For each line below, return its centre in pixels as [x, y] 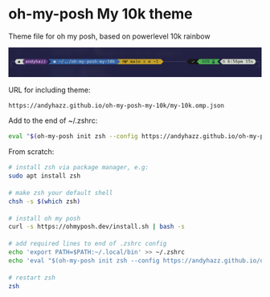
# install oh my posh [45, 218]
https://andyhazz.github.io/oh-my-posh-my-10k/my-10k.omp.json [117, 105]
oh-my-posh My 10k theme [100, 14]
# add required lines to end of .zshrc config [88, 244]
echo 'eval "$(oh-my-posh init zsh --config [84, 260]
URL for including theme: [49, 90]
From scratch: [31, 152]
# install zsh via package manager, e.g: [79, 168]
